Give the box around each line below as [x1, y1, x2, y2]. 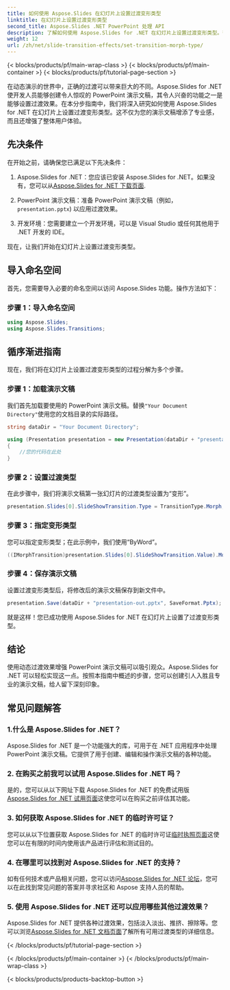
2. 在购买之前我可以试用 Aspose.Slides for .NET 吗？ [7, 769, 182, 778]
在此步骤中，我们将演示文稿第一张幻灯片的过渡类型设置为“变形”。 [7, 489, 193, 498]
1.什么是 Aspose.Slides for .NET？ [7, 724, 121, 734]
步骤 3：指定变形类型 [7, 521, 77, 530]
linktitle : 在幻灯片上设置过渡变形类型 [7, 16, 107, 23]
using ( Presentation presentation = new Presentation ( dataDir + [7, 436, 194, 443]
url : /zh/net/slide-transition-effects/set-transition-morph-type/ [7, 42, 204, 49]
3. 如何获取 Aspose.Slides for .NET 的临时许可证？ [7, 813, 175, 823]
